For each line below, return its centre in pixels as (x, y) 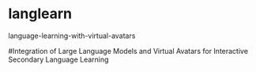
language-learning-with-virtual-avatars (72, 36)
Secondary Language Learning (58, 59)
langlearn (40, 14)
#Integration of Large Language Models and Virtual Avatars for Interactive (128, 51)
